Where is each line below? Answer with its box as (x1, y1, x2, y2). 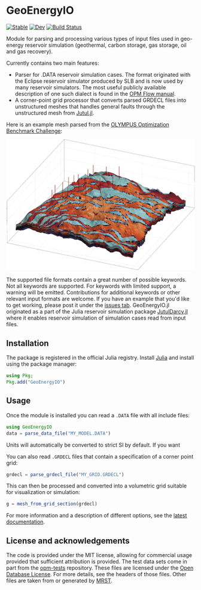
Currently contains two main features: (6, 59, 99, 67)
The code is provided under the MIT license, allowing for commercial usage (6, 552, 193, 559)
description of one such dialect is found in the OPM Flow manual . (14, 90, 176, 97)
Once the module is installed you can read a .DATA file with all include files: (6, 411, 190, 419)
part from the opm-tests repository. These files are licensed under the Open (6, 564, 194, 571)
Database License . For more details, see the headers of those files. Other (6, 571, 187, 578)
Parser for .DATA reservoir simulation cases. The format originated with (14, 71, 191, 78)
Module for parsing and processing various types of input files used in (6, 35, 179, 42)
